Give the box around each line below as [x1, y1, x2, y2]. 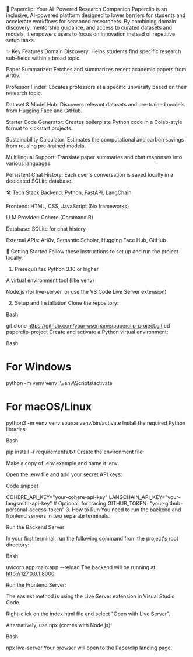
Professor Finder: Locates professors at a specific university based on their [6, 84, 188, 90]
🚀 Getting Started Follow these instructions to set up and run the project [6, 248, 179, 254]
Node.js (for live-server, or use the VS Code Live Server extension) [6, 288, 167, 295]
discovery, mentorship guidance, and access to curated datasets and [6, 24, 173, 31]
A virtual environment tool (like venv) [6, 277, 94, 284]
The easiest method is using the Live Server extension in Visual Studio [6, 593, 175, 600]
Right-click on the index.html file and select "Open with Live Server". [6, 610, 171, 617]
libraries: [6, 425, 27, 432]
